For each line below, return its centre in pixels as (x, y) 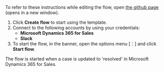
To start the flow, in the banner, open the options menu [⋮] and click (84, 44)
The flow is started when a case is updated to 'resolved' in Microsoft (77, 59)
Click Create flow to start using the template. (60, 22)
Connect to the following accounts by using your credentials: (76, 28)
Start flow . (24, 49)
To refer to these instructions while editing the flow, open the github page (82, 7)
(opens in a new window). (32, 13)
